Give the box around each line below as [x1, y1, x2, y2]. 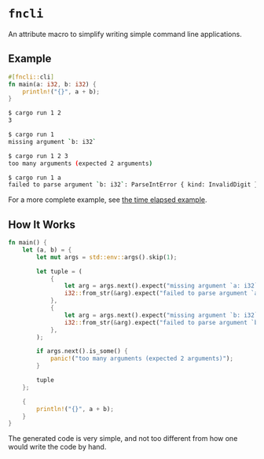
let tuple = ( [36, 267, 82, 275]
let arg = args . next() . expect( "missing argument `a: [64, 282, 241, 290]
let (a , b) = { [22, 246, 72, 254]
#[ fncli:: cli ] [8, 73, 55, 81]
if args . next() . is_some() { [36, 347, 128, 355]
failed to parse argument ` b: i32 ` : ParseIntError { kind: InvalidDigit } [8, 181, 258, 189]
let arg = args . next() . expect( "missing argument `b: [64, 311, 241, 319]
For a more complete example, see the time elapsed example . [8, 195, 207, 204]
